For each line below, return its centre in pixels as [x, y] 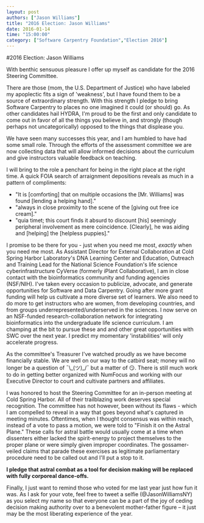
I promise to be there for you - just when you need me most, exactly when [99, 245]
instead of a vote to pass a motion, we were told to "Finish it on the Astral [98, 425]
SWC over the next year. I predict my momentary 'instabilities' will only [95, 336]
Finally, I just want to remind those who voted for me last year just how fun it [102, 488]
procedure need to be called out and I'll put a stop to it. [75, 457]
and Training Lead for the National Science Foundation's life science [92, 265]
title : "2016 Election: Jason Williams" [58, 23]
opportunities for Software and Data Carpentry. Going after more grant [95, 290]
